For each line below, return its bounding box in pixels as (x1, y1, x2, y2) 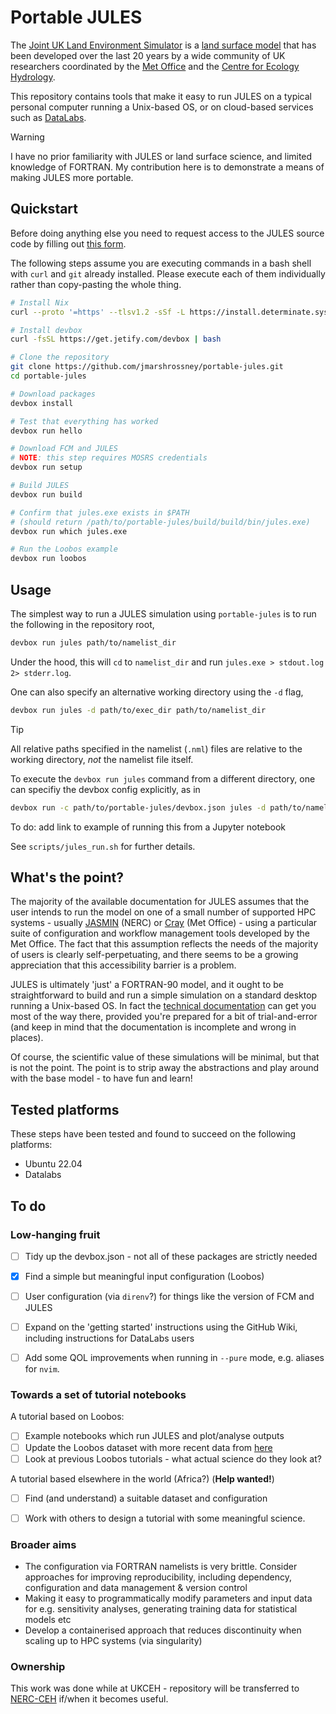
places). (10, 1032, 44, 1044)
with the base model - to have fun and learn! (10, 1072, 193, 1085)
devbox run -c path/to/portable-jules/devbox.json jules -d (10, 802, 267, 813)
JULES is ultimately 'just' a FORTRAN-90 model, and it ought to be (10, 979, 284, 991)
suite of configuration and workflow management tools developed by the (10, 927, 310, 940)
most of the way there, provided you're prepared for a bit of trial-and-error (10, 1011, 318, 1023)
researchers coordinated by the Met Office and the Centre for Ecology (10, 60, 300, 72)
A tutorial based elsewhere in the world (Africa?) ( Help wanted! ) (10, 1472, 275, 1485)
